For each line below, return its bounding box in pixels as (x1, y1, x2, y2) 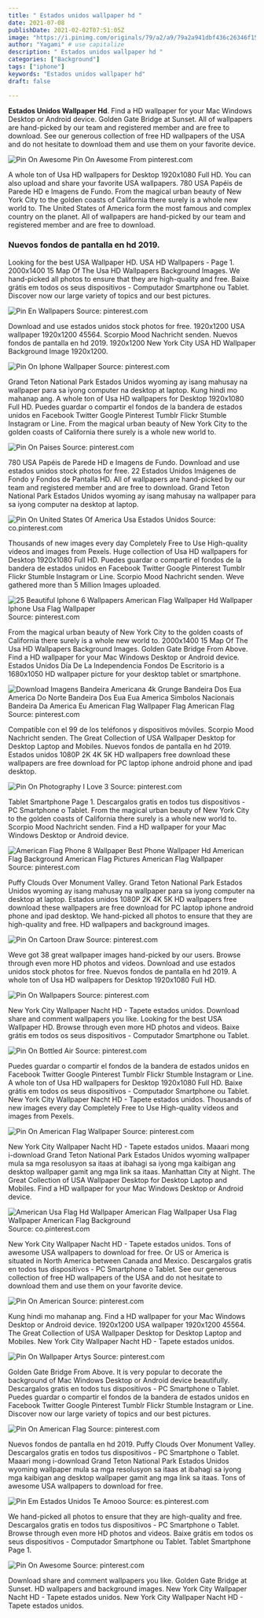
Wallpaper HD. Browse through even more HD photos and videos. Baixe (8, 1022, 240, 1032)
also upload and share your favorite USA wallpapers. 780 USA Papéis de (8, 178, 244, 187)
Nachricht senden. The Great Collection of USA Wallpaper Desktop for (8, 733, 236, 742)
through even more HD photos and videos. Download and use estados (8, 958, 236, 968)
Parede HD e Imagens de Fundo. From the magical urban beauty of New (8, 187, 242, 196)
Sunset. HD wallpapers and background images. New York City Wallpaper (8, 1583, 247, 1594)
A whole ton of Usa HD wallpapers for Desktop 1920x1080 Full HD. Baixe (8, 1077, 243, 1087)
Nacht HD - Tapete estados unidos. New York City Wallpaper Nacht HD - (8, 1592, 244, 1601)
